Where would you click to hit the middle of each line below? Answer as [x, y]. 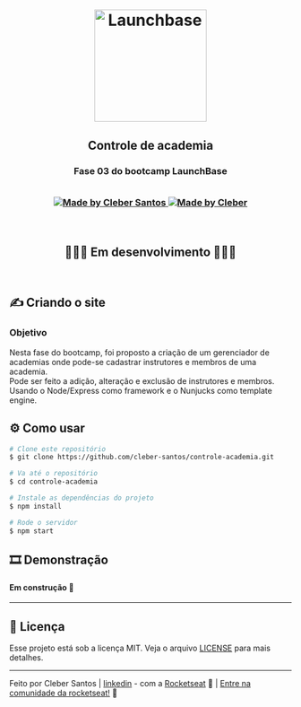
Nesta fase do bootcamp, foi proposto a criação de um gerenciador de [140, 352]
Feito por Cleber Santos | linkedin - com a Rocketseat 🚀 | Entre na [130, 683]
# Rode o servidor [43, 522]
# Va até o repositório [54, 474]
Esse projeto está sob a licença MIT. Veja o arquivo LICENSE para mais [140, 648]
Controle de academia [150, 145]
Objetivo [28, 333]
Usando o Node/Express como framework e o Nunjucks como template [141, 390]
